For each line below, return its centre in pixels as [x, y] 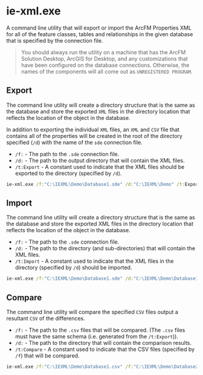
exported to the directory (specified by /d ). [68, 173]
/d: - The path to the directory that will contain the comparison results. [103, 343]
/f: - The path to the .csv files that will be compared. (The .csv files [100, 330]
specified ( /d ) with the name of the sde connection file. [75, 142]
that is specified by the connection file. [55, 40]
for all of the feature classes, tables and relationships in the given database [100, 34]
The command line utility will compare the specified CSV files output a [92, 312]
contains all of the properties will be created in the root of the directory [95, 136]
